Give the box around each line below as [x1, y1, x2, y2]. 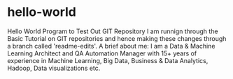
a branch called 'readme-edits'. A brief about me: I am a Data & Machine [7, 42, 216, 50]
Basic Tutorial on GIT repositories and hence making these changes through [7, 34, 227, 42]
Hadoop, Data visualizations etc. [7, 64, 101, 72]
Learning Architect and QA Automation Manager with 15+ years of [7, 49, 197, 58]
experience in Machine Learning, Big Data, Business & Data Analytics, [7, 56, 209, 64]
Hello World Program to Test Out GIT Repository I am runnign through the [7, 27, 218, 35]
